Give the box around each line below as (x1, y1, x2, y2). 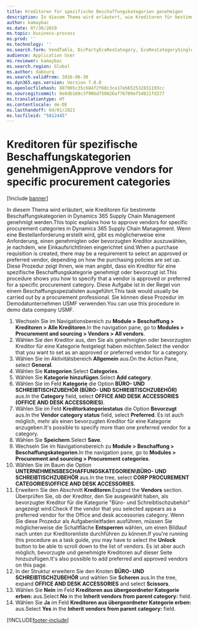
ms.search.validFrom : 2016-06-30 (6, 74, 89, 80)
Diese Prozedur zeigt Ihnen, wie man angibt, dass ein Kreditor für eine (6, 262, 176, 269)
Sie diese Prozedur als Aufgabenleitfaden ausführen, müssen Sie (15, 518, 173, 525)
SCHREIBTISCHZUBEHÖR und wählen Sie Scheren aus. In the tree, (15, 574, 177, 581)
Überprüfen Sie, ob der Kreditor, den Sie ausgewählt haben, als (15, 492, 169, 500)
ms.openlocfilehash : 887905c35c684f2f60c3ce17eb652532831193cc (6, 85, 165, 91)
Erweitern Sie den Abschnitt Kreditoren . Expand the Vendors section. (15, 487, 183, 494)
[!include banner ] (6, 195, 49, 202)
